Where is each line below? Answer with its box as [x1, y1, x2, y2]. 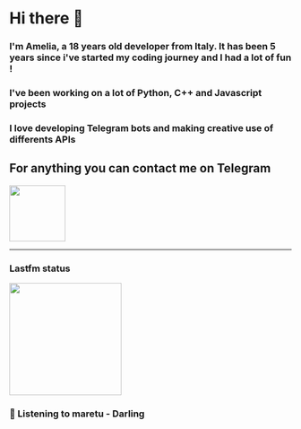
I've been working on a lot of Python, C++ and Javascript [9, 87, 262, 100]
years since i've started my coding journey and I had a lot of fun [9, 51, 292, 64]
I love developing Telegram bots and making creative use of [9, 121, 274, 134]
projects [9, 98, 47, 110]
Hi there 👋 [9, 8, 83, 29]
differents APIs [9, 133, 76, 145]
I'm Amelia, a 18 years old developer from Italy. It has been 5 [9, 40, 276, 53]
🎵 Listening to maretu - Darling [9, 407, 145, 420]
